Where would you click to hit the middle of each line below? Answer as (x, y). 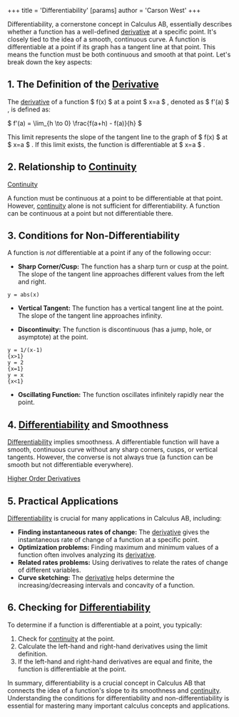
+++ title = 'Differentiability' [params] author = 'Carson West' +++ (104, 10)
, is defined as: (29, 109)
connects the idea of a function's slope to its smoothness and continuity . (114, 690)
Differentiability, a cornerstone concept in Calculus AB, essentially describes (120, 24)
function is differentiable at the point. (72, 669)
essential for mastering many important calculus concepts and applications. (119, 706)
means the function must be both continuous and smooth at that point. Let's (119, 54)
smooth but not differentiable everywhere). (70, 465)
